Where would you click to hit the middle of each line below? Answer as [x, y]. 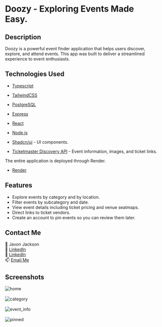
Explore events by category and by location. [56, 197]
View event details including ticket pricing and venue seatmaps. [75, 207]
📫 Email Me [17, 260]
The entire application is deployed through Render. [55, 161]
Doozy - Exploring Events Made [70, 9]
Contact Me [23, 233]
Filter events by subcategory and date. [51, 202]
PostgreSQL [24, 104]
